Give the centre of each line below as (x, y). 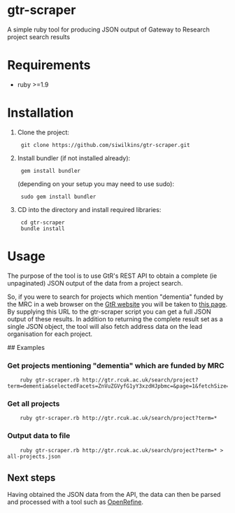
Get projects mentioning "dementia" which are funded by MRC (116, 365)
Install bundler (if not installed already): (74, 158)
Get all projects (34, 403)
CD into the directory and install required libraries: (89, 209)
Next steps (31, 478)
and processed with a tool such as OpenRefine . (76, 502)
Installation (41, 113)
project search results (39, 36)
